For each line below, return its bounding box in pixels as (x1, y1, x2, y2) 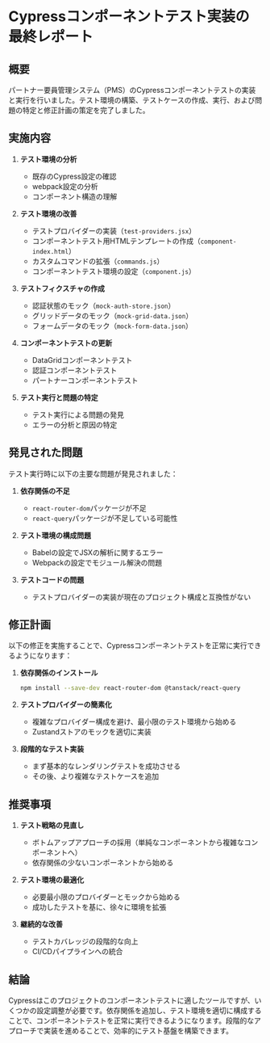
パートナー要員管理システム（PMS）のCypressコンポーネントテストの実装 (8, 86, 256, 95)
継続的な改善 (19, 919, 63, 929)
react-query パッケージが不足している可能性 (31, 513, 178, 523)
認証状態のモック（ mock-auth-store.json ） (31, 301, 176, 310)
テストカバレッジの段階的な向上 (31, 936, 139, 946)
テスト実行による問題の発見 (31, 410, 125, 419)
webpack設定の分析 (31, 181, 98, 191)
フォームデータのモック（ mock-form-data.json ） (31, 321, 193, 330)
